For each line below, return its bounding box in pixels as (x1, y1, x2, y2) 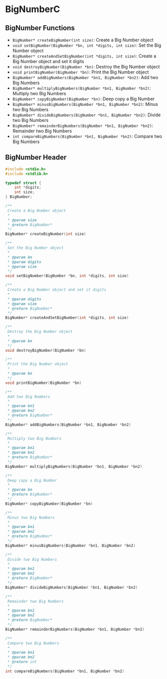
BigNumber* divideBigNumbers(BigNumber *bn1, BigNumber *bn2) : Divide (12, 112, 161, 118)
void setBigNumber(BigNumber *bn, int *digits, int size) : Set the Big (12, 42, 161, 48)
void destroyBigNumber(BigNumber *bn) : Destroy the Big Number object (12, 64, 160, 70)
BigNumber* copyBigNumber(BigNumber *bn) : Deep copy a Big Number (12, 96, 155, 102)
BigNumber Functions (5, 24, 75, 32)
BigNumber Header (5, 153, 67, 162)
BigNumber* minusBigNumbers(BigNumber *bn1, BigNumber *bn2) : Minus (12, 101, 158, 107)
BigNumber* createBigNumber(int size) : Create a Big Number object (12, 37, 154, 43)
